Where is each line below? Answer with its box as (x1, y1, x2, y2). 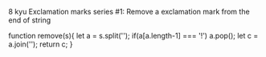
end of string (8, 15, 51, 25)
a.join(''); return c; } (8, 39, 73, 49)
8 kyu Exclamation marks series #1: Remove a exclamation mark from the (8, 7, 251, 16)
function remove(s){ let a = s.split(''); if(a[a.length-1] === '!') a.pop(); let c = (8, 31, 259, 40)
